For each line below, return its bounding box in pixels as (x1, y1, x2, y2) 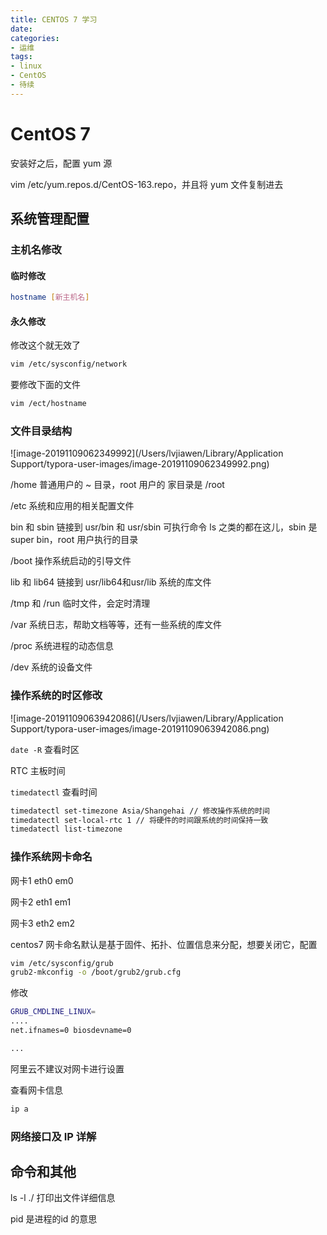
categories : (10, 33, 60, 43)
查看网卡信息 (10, 1084, 63, 1096)
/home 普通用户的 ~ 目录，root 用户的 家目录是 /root (10, 479, 225, 491)
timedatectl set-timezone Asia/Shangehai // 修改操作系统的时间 (10, 806, 270, 816)
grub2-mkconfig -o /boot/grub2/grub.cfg (10, 967, 182, 978)
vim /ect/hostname (10, 399, 87, 409)
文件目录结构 (10, 424, 73, 438)
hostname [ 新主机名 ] (10, 292, 90, 303)
